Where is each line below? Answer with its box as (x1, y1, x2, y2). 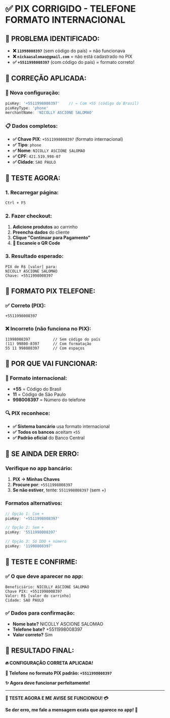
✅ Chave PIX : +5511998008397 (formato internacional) (12, 136, 123, 142)
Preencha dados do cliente (12, 229, 70, 236)
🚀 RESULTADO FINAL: (5, 647, 74, 655)
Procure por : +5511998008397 (12, 482, 73, 488)
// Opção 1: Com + (5, 511, 44, 516)
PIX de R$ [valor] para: (5, 264, 58, 269)
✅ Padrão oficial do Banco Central (12, 434, 85, 441)
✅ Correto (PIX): (5, 302, 46, 309)
